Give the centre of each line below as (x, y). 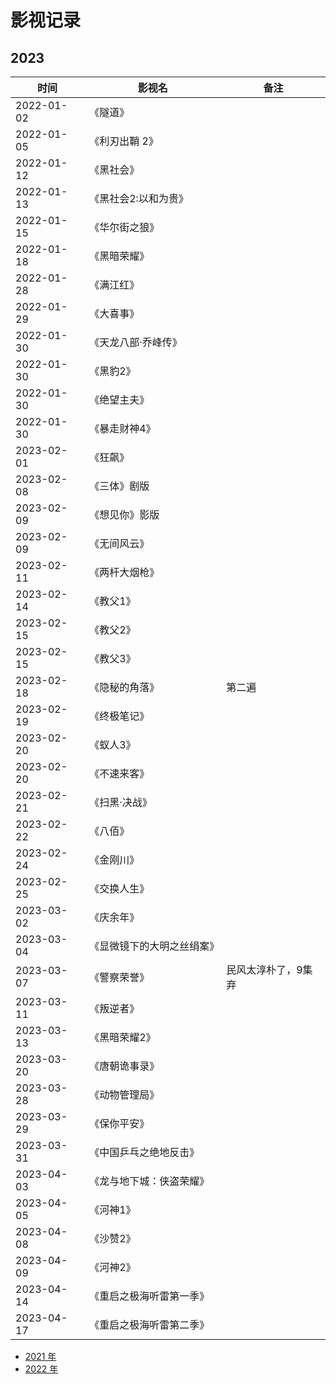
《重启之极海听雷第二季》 (149, 1324)
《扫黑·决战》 (121, 802)
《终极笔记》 (119, 716)
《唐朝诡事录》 (124, 1066)
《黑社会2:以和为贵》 (139, 198)
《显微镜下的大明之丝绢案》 (154, 946)
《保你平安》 (119, 1123)
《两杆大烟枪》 (124, 572)
